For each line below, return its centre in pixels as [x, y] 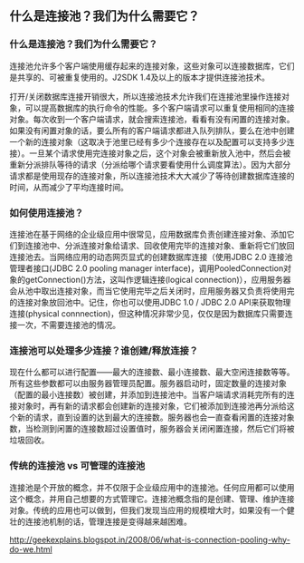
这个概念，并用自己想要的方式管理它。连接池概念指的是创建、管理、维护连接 [152, 499]
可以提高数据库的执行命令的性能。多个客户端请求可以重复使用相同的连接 [160, 108]
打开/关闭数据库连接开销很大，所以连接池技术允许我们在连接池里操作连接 [146, 96]
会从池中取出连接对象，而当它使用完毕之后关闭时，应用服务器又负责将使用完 [152, 291]
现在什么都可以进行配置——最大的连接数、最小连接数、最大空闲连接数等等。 [152, 372]
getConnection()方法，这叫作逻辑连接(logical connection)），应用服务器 [158, 279]
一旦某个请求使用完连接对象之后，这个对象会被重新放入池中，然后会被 [160, 153]
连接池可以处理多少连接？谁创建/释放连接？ [104, 350]
